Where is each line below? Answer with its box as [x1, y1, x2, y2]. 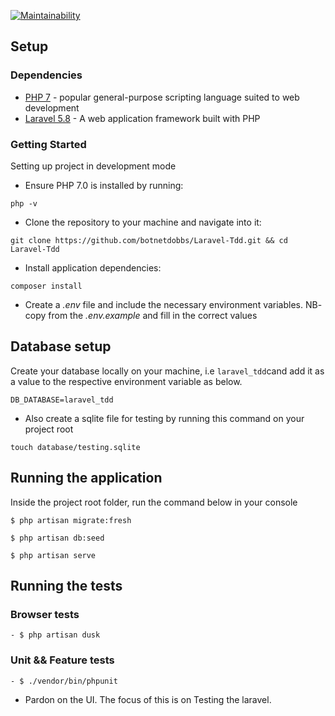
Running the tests [10, 578, 123, 594]
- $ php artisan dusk [10, 630, 101, 640]
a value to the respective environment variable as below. [10, 375, 243, 387]
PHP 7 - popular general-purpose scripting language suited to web [24, 91, 300, 103]
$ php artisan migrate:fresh [10, 515, 132, 525]
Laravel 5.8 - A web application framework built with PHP [24, 112, 261, 124]
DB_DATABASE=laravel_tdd [10, 395, 114, 405]
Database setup [10, 338, 112, 355]
